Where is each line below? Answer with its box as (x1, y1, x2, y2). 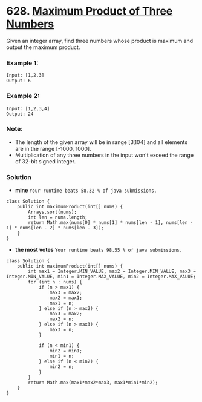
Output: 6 (6, 77, 31, 84)
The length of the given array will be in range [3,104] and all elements (15, 138, 188, 146)
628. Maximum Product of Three (6, 4, 173, 18)
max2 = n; (49, 316, 74, 322)
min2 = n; (49, 364, 74, 370)
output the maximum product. (6, 44, 80, 51)
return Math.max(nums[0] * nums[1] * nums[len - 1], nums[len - (28, 220, 194, 226)
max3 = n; (49, 327, 74, 333)
